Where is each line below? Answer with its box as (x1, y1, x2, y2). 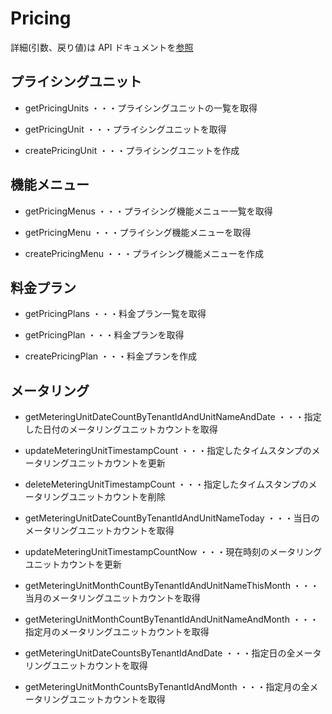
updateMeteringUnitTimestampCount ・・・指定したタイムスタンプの (24, 445, 312, 457)
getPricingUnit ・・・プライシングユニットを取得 (24, 123, 227, 135)
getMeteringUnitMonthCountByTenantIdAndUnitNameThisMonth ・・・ (24, 580, 320, 592)
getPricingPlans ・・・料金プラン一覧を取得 (24, 308, 207, 320)
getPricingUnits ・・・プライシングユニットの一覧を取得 (24, 102, 258, 114)
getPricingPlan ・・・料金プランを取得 (24, 329, 185, 341)
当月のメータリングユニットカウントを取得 (24, 592, 201, 604)
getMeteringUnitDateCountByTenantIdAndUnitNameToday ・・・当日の (24, 512, 320, 524)
